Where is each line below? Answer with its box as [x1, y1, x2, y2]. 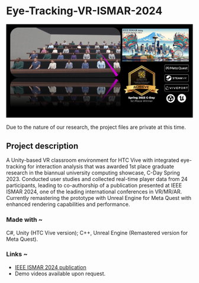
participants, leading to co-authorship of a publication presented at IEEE [6, 182, 182, 189]
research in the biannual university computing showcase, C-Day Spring [6, 169, 181, 176]
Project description [6, 141, 79, 151]
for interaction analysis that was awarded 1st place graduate [27, 163, 175, 170]
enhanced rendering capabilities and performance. [6, 201, 130, 208]
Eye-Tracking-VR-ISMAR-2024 [6, 4, 163, 18]
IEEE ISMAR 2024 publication [14, 263, 87, 271]
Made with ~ [6, 215, 43, 224]
